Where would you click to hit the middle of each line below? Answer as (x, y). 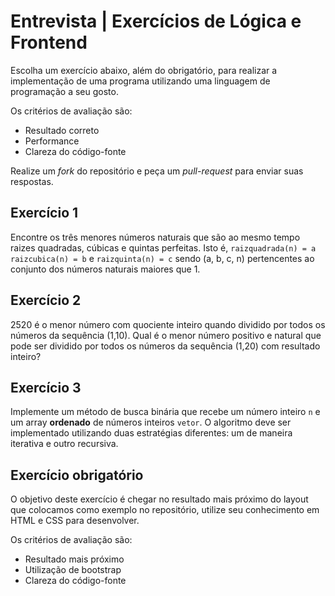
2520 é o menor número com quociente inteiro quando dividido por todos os (168, 324)
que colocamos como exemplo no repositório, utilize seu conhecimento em (165, 510)
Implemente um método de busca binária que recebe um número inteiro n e (165, 412)
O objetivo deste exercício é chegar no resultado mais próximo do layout (159, 499)
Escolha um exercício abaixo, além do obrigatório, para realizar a (144, 70)
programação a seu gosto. (64, 91)
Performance (52, 141)
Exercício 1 (44, 213)
